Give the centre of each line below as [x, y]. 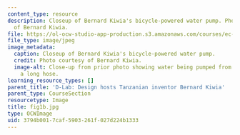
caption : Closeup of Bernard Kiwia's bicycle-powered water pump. [115, 54]
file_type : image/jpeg [41, 41]
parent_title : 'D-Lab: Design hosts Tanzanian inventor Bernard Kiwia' [116, 87]
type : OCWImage [30, 114]
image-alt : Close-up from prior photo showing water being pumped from [123, 67]
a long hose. [40, 74]
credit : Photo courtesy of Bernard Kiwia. [78, 61]
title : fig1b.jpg [33, 107]
